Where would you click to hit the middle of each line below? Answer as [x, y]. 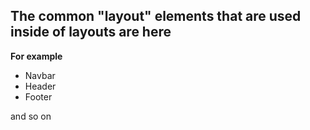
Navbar [40, 75]
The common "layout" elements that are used [156, 16]
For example [36, 56]
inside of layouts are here [91, 32]
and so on [31, 116]
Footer [38, 96]
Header [40, 86]
